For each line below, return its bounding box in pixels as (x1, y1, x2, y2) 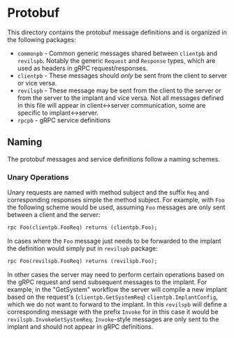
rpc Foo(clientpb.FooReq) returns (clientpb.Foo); (7, 224, 158, 232)
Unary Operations (7, 172, 69, 182)
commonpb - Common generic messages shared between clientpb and (17, 49, 218, 57)
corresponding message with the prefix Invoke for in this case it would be (7, 307, 219, 316)
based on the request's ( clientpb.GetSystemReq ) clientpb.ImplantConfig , (7, 293, 218, 301)
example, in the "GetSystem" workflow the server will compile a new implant (7, 285, 227, 293)
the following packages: (7, 35, 76, 43)
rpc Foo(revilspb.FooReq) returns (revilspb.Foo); (7, 258, 158, 265)
